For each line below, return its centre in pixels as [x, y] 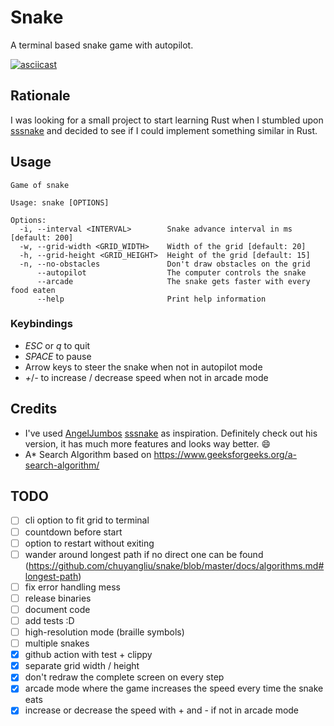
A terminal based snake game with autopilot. [102, 45]
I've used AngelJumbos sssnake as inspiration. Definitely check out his [171, 433]
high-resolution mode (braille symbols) [104, 632]
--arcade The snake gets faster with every [173, 281]
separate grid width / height [82, 666]
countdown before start [73, 532]
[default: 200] [42, 237]
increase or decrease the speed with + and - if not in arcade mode [162, 710]
